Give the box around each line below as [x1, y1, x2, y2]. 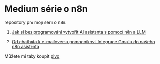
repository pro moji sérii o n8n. [4, 20, 67, 25]
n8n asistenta [11, 43, 40, 49]
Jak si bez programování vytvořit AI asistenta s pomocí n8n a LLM [11, 29, 146, 35]
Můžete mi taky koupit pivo [4, 53, 60, 59]
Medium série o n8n [4, 3, 88, 15]
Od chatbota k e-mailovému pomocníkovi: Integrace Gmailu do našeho [11, 38, 155, 44]
